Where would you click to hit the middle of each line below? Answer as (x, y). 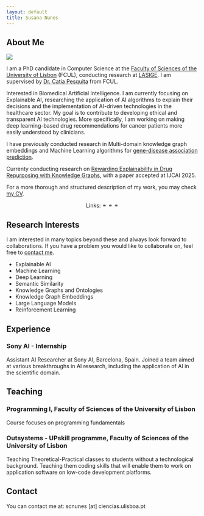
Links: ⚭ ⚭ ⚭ (102, 206)
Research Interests (43, 224)
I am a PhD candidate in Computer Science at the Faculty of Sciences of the (102, 68)
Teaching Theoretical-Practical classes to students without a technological (100, 459)
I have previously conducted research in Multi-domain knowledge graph (97, 144)
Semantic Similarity (39, 284)
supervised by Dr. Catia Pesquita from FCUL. (62, 82)
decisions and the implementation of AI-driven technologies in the (89, 106)
